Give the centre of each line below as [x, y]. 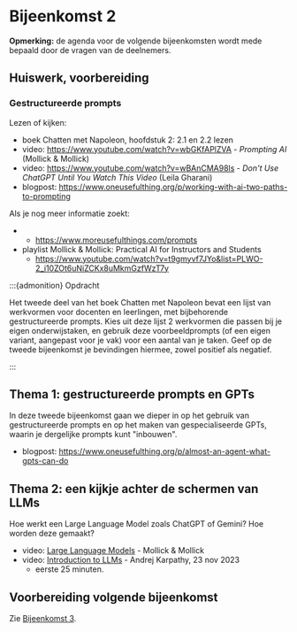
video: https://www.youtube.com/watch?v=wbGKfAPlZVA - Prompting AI [154, 149]
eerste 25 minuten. [69, 569]
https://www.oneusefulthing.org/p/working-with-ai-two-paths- [173, 187]
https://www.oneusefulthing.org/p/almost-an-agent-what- [165, 451]
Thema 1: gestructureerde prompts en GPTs [132, 394]
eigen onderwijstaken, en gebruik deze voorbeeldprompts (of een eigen [140, 330]
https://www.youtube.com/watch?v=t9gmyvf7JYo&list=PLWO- [149, 258]
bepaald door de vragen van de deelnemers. [90, 50]
